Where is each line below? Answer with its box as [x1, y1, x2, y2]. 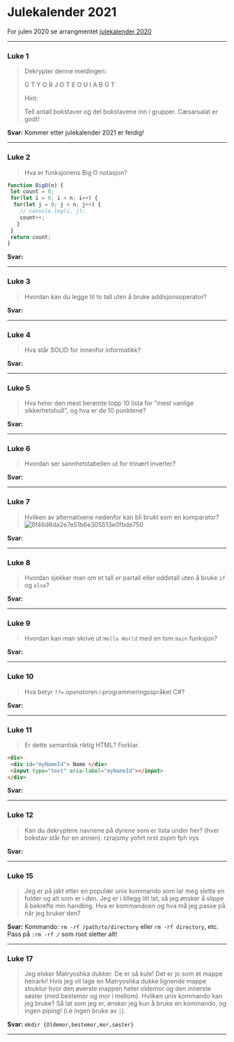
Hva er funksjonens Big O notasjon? [24, 168, 127, 176]
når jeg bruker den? [24, 909, 81, 917]
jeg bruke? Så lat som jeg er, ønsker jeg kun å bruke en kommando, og [24, 999, 226, 1008]
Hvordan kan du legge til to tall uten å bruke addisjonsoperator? [24, 292, 207, 300]
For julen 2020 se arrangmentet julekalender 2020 [7, 27, 152, 36]
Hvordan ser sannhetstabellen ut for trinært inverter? [24, 459, 176, 468]
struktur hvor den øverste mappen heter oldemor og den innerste [24, 984, 211, 993]
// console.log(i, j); [19, 208, 86, 215]
